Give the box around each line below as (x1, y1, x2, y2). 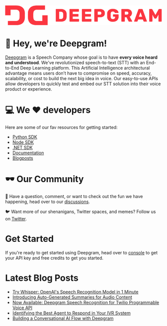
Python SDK (12, 134, 37, 140)
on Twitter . (5, 216, 27, 222)
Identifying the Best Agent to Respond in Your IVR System (12, 310, 131, 316)
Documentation (12, 150, 44, 156)
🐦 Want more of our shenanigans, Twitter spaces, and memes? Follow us (5, 209, 156, 215)
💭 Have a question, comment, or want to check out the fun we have (5, 194, 143, 200)
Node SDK (12, 139, 34, 145)
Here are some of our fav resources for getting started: (5, 124, 118, 130)
